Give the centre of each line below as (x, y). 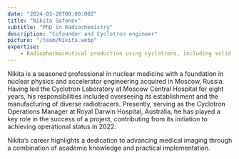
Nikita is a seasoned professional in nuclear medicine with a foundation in (116, 73)
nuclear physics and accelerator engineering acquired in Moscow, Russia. (116, 81)
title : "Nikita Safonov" (44, 21)
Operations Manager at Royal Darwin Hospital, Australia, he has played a (114, 111)
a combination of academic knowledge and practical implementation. (109, 148)
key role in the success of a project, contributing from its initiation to (108, 119)
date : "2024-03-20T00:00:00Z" (52, 14)
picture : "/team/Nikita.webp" (52, 40)
